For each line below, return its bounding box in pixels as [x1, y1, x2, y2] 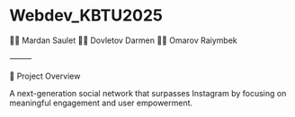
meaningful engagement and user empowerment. [9, 97, 193, 108]
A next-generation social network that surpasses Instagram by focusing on [9, 88, 287, 98]
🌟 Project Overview [9, 71, 81, 81]
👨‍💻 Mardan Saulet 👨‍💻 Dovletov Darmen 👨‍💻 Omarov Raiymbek [9, 35, 238, 46]
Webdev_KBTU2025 [9, 5, 164, 26]
